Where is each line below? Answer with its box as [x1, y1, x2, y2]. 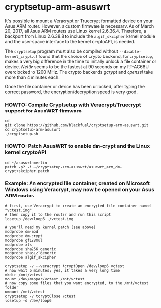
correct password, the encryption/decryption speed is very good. [5, 89, 138, 95]
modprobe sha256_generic [5, 246, 56, 252]
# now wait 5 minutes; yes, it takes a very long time [5, 268, 120, 273]
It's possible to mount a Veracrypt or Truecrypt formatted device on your [5, 18, 153, 24]
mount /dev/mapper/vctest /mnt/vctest [5, 277, 85, 281]
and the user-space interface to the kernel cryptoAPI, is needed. [5, 38, 136, 44]
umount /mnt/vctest [5, 289, 45, 294]
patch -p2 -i [5, 164, 32, 169]
